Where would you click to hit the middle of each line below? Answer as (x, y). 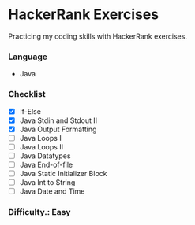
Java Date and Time (52, 191)
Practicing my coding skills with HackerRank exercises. (98, 36)
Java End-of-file (46, 164)
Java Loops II (41, 146)
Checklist (27, 94)
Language (28, 57)
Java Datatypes (45, 156)
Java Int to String (47, 183)
